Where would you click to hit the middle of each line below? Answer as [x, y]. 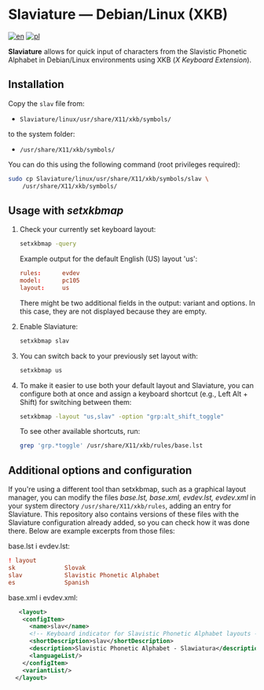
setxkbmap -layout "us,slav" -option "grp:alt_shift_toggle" [122, 417]
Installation [36, 84]
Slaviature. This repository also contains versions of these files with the [124, 514]
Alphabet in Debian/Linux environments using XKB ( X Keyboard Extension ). [130, 60]
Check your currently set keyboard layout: [88, 229]
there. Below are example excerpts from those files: [92, 531]
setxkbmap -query [48, 244]
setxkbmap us [41, 370]
